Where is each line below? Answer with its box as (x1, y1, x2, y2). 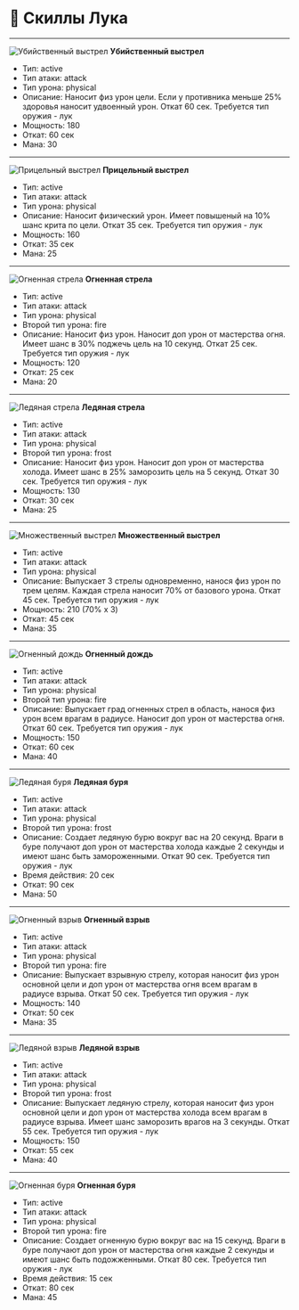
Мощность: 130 (21, 485, 80, 495)
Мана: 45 (21, 1291, 58, 1302)
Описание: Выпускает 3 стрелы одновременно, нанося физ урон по (21, 575, 282, 586)
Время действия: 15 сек (21, 1273, 113, 1283)
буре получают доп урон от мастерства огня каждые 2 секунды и (21, 1244, 274, 1255)
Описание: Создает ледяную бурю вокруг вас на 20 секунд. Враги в (21, 831, 284, 842)
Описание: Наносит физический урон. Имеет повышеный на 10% (21, 209, 271, 221)
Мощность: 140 (21, 997, 81, 1008)
